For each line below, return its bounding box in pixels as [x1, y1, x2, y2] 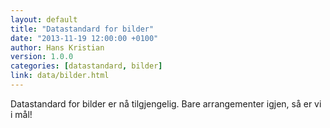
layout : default [10, 14, 78, 25]
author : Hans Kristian [10, 42, 105, 53]
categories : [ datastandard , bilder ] [10, 61, 163, 71]
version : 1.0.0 [10, 52, 74, 62]
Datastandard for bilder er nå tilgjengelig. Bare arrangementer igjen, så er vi [10, 97, 322, 110]
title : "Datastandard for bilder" [10, 24, 155, 34]
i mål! [10, 108, 33, 120]
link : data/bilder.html [10, 71, 110, 81]
